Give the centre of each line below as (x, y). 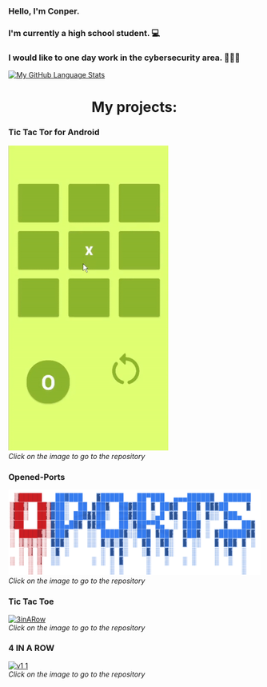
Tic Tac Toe (31, 601)
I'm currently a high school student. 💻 (84, 33)
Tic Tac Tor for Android (54, 132)
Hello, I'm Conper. (44, 11)
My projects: (134, 108)
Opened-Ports (37, 477)
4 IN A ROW (31, 648)
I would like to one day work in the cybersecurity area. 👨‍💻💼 (124, 58)
